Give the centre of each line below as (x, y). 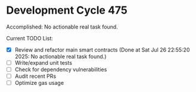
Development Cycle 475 (67, 10)
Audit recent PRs (35, 76)
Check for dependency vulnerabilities (61, 69)
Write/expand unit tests (43, 63)
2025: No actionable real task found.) (60, 56)
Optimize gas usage (39, 83)
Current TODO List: (30, 38)
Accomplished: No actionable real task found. (62, 27)
